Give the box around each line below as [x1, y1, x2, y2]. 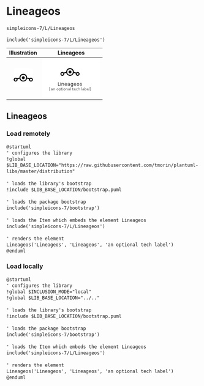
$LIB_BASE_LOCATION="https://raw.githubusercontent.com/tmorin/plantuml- [6, 162, 199, 168]
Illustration [9, 49, 38, 56]
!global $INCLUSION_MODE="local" [6, 289, 92, 295]
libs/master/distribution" [6, 168, 75, 174]
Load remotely [6, 129, 51, 138]
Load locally [6, 262, 43, 270]
